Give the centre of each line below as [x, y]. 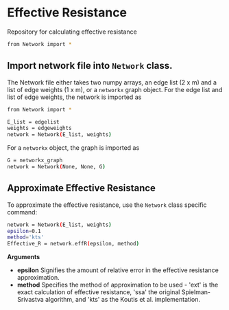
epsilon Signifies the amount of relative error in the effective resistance [118, 270]
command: [22, 212]
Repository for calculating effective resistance [72, 32]
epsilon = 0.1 [24, 231]
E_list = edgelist [33, 122]
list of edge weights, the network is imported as [74, 97]
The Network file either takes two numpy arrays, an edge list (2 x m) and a [112, 82]
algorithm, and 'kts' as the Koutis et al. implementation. [123, 300]
